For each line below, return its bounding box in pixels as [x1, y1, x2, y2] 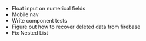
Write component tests [11, 17, 68, 24]
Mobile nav [11, 11, 39, 18]
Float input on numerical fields [11, 5, 86, 12]
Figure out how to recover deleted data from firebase [11, 23, 141, 30]
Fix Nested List [11, 29, 48, 36]
